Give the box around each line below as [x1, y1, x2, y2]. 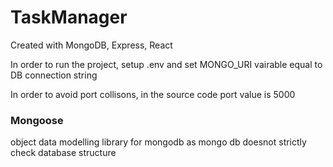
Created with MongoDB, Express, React [10, 39, 173, 51]
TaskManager [10, 6, 128, 29]
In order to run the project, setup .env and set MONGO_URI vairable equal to [10, 58, 323, 70]
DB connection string [10, 69, 98, 81]
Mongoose [10, 113, 64, 127]
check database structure [10, 147, 117, 159]
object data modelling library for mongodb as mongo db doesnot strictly [10, 136, 307, 148]
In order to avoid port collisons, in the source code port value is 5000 [10, 88, 296, 100]
